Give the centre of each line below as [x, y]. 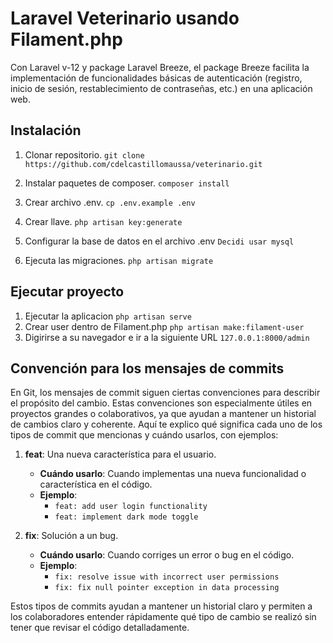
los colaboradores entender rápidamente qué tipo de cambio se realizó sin [163, 617]
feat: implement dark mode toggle [126, 517]
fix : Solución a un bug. [71, 536]
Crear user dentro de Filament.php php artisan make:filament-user [164, 326]
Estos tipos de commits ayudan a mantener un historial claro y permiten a [161, 606]
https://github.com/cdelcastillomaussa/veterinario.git [143, 164]
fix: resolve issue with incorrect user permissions [167, 577]
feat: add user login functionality [131, 507]
